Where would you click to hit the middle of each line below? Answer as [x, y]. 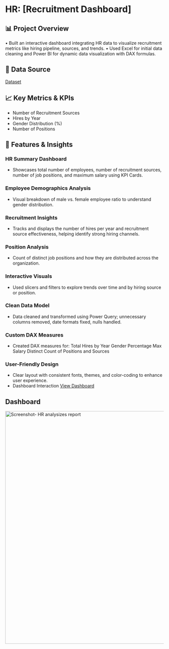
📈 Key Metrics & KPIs [40, 98]
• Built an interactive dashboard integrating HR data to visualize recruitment [83, 43]
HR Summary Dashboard [36, 158]
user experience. [30, 380]
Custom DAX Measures [34, 335]
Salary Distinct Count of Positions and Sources [61, 351]
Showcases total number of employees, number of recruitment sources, [87, 170]
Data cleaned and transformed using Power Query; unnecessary [79, 316]
